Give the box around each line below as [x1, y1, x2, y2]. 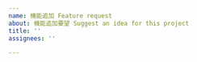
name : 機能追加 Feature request [8, 11, 113, 20]
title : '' [8, 27, 42, 35]
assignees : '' [8, 34, 57, 43]
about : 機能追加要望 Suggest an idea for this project [8, 19, 190, 27]
